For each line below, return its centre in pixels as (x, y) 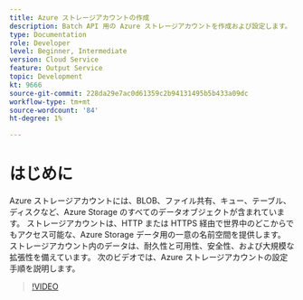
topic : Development (46, 77)
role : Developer (40, 43)
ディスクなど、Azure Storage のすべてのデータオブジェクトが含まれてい (143, 212)
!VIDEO (45, 286)
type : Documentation (48, 34)
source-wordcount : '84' (54, 110)
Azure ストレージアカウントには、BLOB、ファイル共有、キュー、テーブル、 (151, 201)
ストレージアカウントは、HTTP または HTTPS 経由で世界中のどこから (156, 223)
